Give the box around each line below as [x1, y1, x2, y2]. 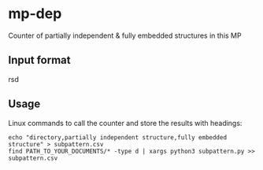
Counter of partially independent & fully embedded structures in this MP [8, 31, 242, 40]
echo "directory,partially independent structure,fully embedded [8, 133, 227, 142]
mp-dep [8, 5, 62, 23]
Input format [8, 54, 71, 67]
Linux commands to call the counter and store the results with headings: [8, 118, 243, 128]
